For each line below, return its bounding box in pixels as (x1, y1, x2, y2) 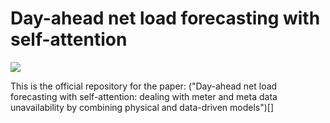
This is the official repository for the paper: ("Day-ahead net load (10, 80, 278, 92)
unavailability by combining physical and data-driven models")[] (10, 101, 275, 113)
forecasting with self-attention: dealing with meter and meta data (10, 90, 278, 102)
